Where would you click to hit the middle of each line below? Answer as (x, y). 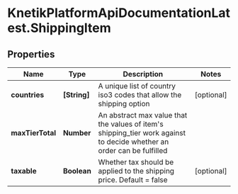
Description (143, 74)
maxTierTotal (34, 133)
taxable (24, 171)
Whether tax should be (136, 162)
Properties (31, 54)
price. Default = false (133, 180)
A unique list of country (137, 86)
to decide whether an (134, 142)
